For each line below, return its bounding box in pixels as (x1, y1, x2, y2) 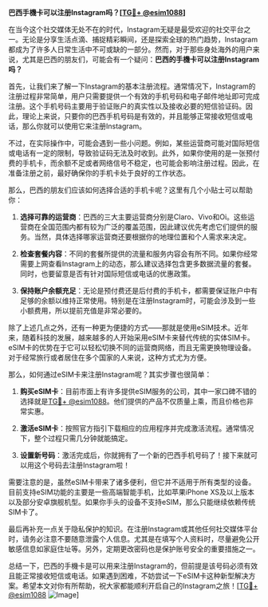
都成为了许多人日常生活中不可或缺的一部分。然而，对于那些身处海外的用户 (8, 45, 253, 54)
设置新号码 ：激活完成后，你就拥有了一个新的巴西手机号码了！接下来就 (19, 451, 251, 459)
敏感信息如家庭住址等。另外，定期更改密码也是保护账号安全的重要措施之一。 (8, 544, 260, 554)
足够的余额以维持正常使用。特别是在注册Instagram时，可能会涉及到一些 (19, 296, 256, 305)
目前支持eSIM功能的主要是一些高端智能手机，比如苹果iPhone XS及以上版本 (8, 487, 255, 497)
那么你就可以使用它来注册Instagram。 (22, 121, 146, 131)
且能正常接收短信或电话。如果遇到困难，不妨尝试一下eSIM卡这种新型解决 (8, 571, 249, 581)
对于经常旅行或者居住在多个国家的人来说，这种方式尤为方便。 (8, 353, 211, 362)
